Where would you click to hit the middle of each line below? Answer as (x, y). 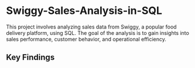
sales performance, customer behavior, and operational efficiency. (86, 39)
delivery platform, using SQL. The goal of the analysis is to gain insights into (97, 33)
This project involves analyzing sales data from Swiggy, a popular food (91, 27)
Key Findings (30, 57)
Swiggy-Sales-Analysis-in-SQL (84, 11)
